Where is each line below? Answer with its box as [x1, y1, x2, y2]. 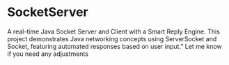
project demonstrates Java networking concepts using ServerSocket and [7, 34, 217, 43]
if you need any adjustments [7, 50, 89, 58]
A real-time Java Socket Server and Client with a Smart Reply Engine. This [7, 27, 221, 36]
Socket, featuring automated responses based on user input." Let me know [7, 42, 222, 50]
